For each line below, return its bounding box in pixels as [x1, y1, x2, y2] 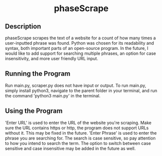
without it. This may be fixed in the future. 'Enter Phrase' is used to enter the [5, 130, 157, 136]
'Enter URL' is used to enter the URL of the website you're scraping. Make [5, 120, 151, 125]
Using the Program [5, 107, 63, 115]
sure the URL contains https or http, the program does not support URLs [5, 125, 149, 131]
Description [5, 22, 41, 31]
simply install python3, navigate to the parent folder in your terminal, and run [5, 88, 158, 94]
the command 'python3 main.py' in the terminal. [5, 93, 101, 98]
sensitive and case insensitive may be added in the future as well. [5, 145, 136, 151]
